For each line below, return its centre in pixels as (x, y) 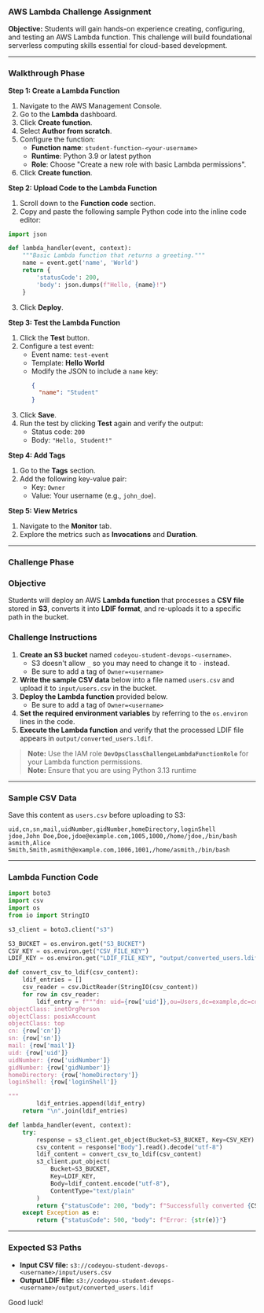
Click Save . (38, 415)
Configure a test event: (57, 346)
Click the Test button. (55, 337)
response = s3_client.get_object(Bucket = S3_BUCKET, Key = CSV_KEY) (146, 1140)
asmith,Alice (29, 844)
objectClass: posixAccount (52, 1017)
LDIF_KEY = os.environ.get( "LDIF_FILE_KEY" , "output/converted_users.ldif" (135, 958)
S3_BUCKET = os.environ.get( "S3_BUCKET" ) (77, 943)
